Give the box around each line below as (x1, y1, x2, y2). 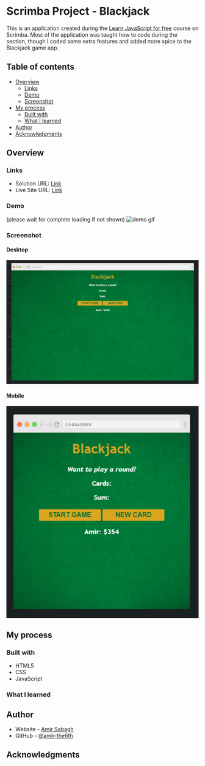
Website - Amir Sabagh (15, 726, 74, 733)
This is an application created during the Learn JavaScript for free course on (6, 24, 199, 32)
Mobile (6, 392, 24, 400)
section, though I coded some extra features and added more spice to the (6, 37, 192, 45)
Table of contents (6, 62, 74, 72)
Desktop (6, 246, 29, 253)
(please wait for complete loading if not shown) (6, 215, 125, 223)
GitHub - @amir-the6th (15, 732, 73, 740)
